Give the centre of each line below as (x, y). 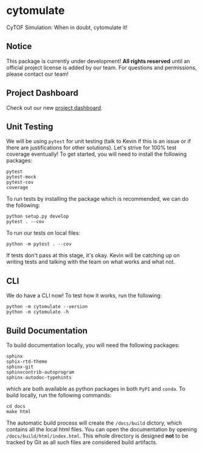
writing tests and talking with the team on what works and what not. (91, 262)
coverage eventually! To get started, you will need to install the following (96, 154)
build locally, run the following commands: (59, 395)
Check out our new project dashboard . (55, 107)
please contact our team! (38, 74)
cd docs (16, 406)
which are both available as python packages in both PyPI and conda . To (96, 389)
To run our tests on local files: (43, 233)
